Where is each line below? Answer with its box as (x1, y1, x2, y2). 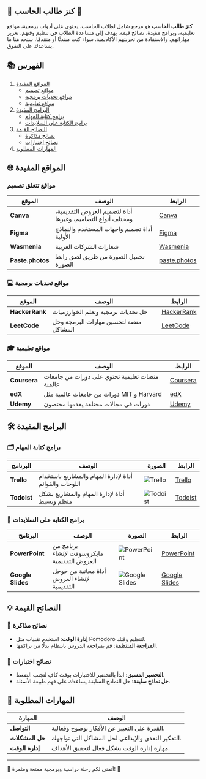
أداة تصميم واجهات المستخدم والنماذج (55, 225, 153, 234)
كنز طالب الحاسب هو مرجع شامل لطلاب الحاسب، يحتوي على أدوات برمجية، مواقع (7, 22, 193, 29)
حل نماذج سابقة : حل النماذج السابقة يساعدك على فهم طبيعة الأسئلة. (15, 677, 171, 685)
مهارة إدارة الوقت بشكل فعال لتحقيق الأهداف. (51, 743, 170, 752)
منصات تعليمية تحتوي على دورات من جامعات (43, 372, 159, 381)
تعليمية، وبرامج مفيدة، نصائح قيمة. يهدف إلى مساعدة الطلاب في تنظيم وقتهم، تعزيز (7, 29, 195, 36)
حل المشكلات (10, 734, 46, 742)
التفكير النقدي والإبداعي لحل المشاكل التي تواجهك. (51, 734, 182, 742)
